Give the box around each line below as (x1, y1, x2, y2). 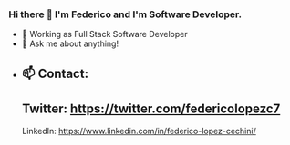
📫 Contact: (21, 65, 88, 81)
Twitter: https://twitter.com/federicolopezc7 (21, 101, 281, 117)
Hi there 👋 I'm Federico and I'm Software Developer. (8, 8, 243, 21)
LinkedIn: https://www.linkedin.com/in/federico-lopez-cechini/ (21, 125, 256, 136)
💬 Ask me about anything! (21, 38, 119, 49)
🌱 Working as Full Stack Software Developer (21, 29, 188, 40)
